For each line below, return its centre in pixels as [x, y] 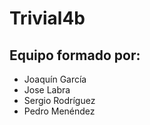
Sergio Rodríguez [59, 100]
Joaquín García [55, 79]
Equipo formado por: [75, 55]
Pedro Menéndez [59, 111]
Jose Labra [47, 90]
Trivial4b [47, 18]
